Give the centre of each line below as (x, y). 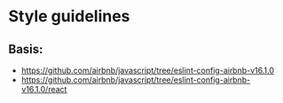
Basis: (26, 49)
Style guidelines (69, 16)
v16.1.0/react (44, 89)
